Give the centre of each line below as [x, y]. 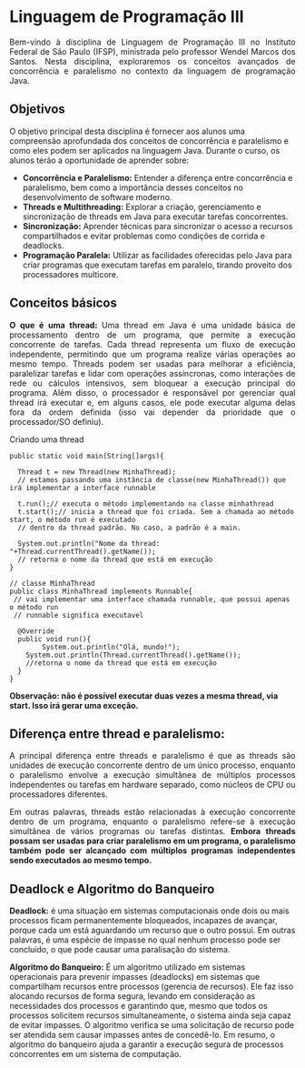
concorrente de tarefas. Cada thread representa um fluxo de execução [152, 344]
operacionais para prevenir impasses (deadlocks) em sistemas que [135, 977]
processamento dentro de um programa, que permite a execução [152, 335]
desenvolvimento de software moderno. [97, 196]
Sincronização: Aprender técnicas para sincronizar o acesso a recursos [157, 226]
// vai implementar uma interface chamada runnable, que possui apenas [152, 599]
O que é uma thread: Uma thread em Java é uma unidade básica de [152, 325]
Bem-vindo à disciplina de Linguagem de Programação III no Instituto [152, 42]
